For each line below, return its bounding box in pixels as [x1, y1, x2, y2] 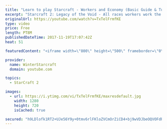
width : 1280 [14, 98, 39, 103]
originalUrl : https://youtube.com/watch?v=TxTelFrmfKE [5, 16, 121, 21]
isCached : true [14, 108, 46, 113]
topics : [5, 75, 21, 81]
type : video [5, 21, 30, 26]
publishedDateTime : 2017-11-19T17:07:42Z [5, 35, 92, 40]
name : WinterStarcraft [9, 62, 57, 67]
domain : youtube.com [9, 66, 52, 72]
